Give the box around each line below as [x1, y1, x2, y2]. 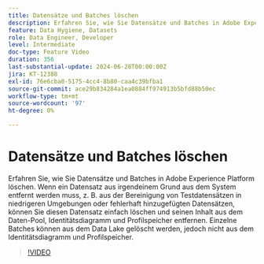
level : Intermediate [8, 41, 76, 49]
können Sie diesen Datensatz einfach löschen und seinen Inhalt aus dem [8, 206, 244, 217]
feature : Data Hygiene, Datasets [8, 26, 118, 34]
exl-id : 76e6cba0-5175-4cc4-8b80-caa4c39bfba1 [8, 77, 163, 85]
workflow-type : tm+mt [8, 92, 79, 100]
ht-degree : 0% [8, 107, 55, 115]
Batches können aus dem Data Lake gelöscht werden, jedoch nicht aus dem [8, 224, 254, 233]
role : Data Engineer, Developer [8, 33, 114, 42]
